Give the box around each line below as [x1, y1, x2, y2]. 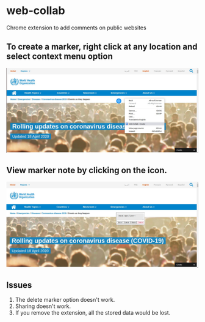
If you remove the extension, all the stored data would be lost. [15, 309, 171, 316]
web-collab [6, 4, 65, 18]
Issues [6, 280, 32, 291]
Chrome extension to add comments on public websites [6, 24, 146, 31]
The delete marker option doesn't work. [15, 296, 115, 304]
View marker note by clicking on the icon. [6, 165, 168, 175]
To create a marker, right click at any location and [6, 42, 198, 52]
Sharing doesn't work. [15, 302, 71, 310]
